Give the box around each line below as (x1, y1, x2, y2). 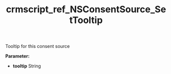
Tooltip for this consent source (5, 43, 70, 50)
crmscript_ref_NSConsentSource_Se (6, 4, 166, 15)
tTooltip (69, 14, 103, 26)
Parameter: (5, 53, 30, 59)
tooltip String (12, 63, 41, 69)
